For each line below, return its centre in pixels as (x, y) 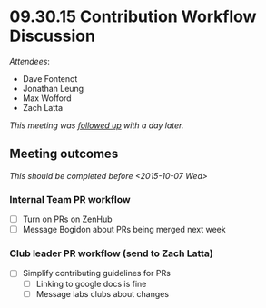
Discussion (52, 36)
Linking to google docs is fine (91, 283)
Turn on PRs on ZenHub (67, 219)
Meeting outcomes (64, 154)
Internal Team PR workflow (70, 199)
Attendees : (30, 61)
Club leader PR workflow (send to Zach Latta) (111, 253)
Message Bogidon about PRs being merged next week (124, 230)
